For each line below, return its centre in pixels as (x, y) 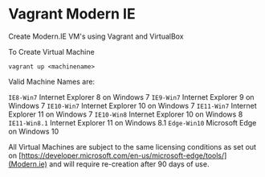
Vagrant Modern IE (72, 14)
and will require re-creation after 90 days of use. (129, 164)
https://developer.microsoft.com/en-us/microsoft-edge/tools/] (124, 155)
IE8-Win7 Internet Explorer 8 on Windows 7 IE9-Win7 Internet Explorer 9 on (131, 97)
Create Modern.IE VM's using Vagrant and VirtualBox (96, 36)
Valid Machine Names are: (51, 81)
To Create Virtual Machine (51, 51)
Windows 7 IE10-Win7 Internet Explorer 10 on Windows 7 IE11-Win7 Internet (132, 105)
